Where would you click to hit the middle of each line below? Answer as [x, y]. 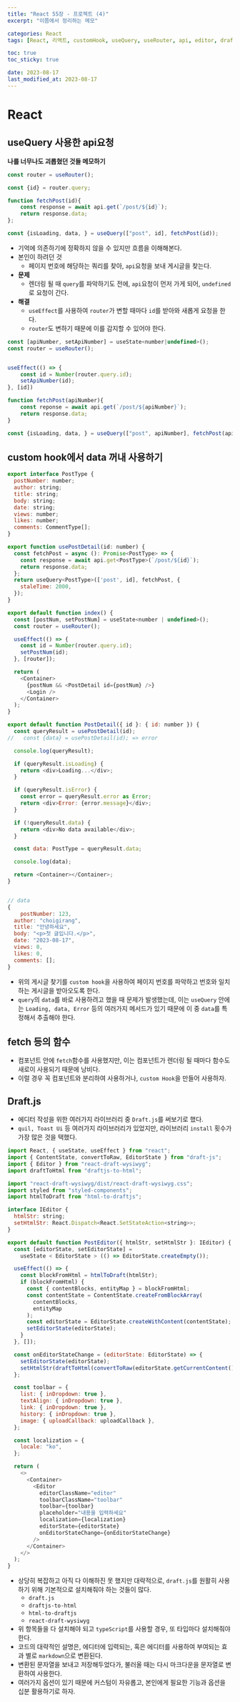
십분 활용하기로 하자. [46, 1691]
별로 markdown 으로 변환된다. [64, 1656]
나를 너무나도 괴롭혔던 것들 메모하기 [56, 161]
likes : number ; [36, 521]
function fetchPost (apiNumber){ [55, 401]
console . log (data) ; [43, 862]
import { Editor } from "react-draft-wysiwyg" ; [80, 1164]
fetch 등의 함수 [39, 1041]
